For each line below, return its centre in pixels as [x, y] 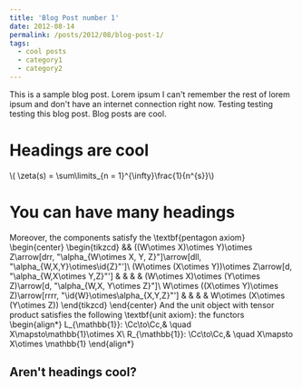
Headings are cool [79, 150]
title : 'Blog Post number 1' [64, 18]
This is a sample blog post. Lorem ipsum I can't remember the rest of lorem [150, 94]
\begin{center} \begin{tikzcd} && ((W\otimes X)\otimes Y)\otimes [131, 247]
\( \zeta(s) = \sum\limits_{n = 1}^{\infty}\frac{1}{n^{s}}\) [112, 175]
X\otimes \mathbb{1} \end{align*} [72, 343]
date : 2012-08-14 [42, 26]
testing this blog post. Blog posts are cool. [88, 114]
